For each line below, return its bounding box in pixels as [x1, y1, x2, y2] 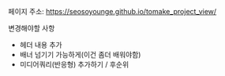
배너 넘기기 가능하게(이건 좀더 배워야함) [19, 50, 141, 59]
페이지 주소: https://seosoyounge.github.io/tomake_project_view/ [8, 7, 217, 16]
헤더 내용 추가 [19, 40, 62, 49]
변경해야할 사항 [8, 24, 55, 33]
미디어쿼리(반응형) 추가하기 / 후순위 [19, 60, 129, 69]
